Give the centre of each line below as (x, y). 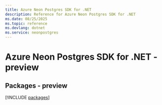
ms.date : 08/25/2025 (26, 19)
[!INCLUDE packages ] (27, 97)
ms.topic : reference (26, 23)
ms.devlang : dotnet (25, 28)
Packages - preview (36, 86)
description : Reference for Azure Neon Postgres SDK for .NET (70, 14)
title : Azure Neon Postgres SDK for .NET (48, 10)
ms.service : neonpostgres (32, 33)
